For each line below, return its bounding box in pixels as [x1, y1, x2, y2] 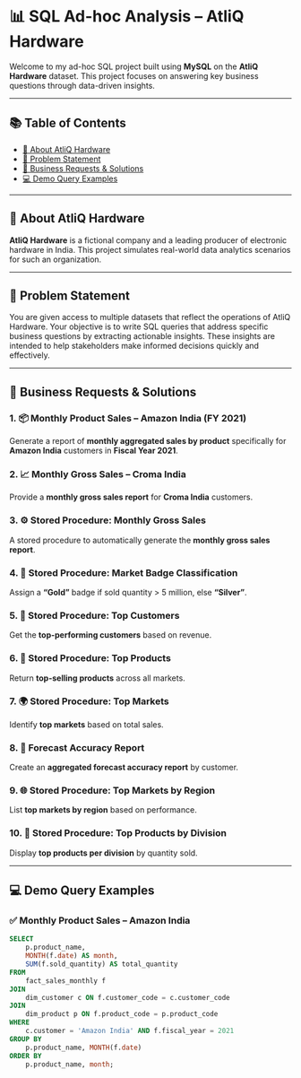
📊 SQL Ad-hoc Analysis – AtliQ [9, 6, 245, 27]
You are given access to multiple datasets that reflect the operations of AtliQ [9, 312, 291, 323]
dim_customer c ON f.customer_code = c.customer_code [25, 993, 230, 1002]
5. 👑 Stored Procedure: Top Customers [9, 609, 180, 622]
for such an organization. [9, 254, 102, 265]
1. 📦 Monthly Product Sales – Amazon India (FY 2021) [9, 412, 247, 424]
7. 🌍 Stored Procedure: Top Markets [9, 695, 169, 708]
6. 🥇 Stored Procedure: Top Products [9, 652, 172, 665]
